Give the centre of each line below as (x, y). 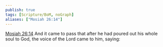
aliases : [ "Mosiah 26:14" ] (34, 19)
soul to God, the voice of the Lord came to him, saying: (63, 39)
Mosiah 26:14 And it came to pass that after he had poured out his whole (81, 34)
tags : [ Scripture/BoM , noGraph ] (39, 15)
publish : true (20, 10)
